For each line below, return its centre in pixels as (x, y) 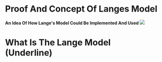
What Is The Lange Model (58, 43)
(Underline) (29, 53)
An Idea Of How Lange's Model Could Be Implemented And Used (72, 23)
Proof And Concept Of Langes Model (81, 9)
